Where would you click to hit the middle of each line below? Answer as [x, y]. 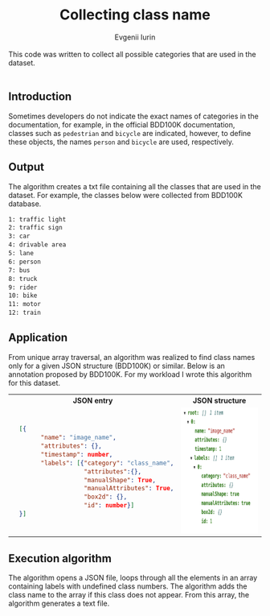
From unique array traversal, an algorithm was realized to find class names [132, 357]
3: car [19, 236]
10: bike [23, 296]
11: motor [25, 304]
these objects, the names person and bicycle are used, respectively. [121, 142]
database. [25, 204]
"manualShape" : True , [120, 480]
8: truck [23, 279]
